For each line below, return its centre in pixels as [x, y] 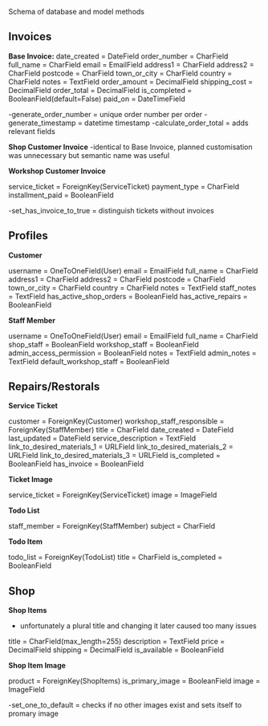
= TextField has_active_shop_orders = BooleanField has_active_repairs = [128, 296]
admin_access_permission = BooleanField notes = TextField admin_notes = [132, 353]
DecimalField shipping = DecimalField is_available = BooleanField [116, 650]
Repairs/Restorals [54, 387]
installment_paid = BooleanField [61, 195]
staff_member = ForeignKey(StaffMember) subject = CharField [112, 526]
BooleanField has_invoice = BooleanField [76, 464]
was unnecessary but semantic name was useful [89, 155]
